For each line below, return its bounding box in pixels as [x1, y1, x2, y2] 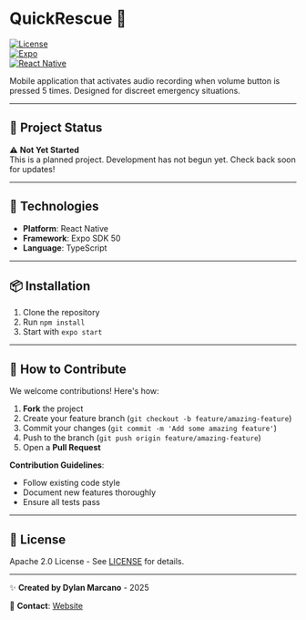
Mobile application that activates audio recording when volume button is [9, 75, 280, 86]
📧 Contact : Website [9, 601, 84, 611]
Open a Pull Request [22, 442, 102, 453]
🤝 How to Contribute [9, 361, 127, 377]
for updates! [9, 163, 56, 174]
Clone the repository [22, 307, 100, 318]
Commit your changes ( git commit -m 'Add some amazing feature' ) [22, 423, 278, 434]
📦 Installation [9, 278, 91, 294]
